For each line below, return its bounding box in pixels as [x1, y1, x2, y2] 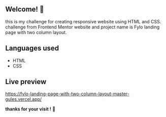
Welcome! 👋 [5, 5, 44, 14]
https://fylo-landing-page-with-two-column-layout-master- [5, 91, 129, 97]
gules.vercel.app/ [5, 96, 42, 102]
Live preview [5, 77, 47, 86]
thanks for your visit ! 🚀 [5, 106, 56, 112]
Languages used [5, 44, 59, 53]
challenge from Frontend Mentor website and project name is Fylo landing [5, 24, 160, 30]
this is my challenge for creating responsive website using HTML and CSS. [5, 18, 161, 24]
